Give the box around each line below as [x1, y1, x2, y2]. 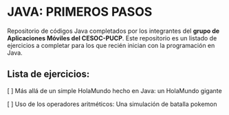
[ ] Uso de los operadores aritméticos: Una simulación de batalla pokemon [7, 100, 217, 108]
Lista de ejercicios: [7, 68, 90, 80]
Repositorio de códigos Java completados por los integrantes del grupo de [7, 27, 220, 35]
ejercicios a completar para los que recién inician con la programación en [7, 41, 215, 49]
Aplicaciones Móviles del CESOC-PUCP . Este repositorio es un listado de [7, 34, 217, 42]
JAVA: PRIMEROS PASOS [7, 4, 153, 20]
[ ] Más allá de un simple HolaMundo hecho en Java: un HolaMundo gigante [7, 86, 222, 94]
